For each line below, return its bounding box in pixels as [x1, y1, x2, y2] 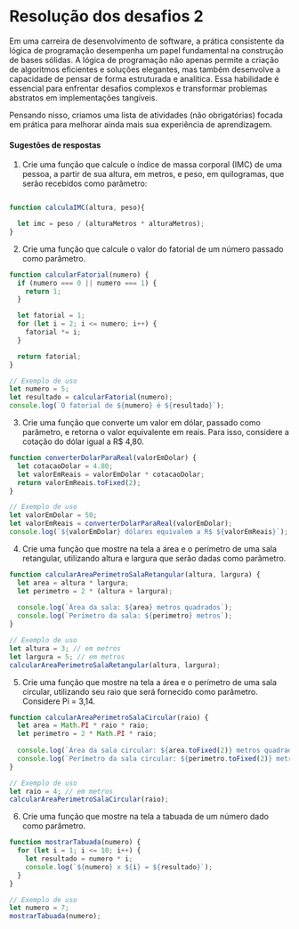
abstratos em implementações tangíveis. [9, 92, 158, 103]
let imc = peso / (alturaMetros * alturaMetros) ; [17, 220, 205, 229]
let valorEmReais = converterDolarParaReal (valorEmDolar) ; [9, 519, 233, 529]
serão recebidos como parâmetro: [21, 178, 148, 189]
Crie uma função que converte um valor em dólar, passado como [21, 417, 261, 428]
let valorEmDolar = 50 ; [9, 511, 98, 520]
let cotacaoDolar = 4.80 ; [17, 461, 114, 471]
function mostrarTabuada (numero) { [9, 838, 141, 847]
